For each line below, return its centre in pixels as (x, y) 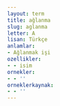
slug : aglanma (28, 26)
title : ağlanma (29, 20)
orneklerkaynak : (30, 85)
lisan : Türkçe (28, 40)
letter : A (21, 33)
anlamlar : (21, 46)
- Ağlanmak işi (29, 53)
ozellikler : (24, 59)
